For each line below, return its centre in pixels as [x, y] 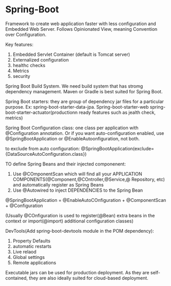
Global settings [29, 257]
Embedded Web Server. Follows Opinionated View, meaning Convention [81, 29]
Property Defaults [31, 241]
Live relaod [25, 252]
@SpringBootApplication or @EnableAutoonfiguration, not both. [73, 138]
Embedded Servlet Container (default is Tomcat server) [71, 54]
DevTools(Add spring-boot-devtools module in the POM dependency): [80, 231]
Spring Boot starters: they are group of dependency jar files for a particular [85, 101]
